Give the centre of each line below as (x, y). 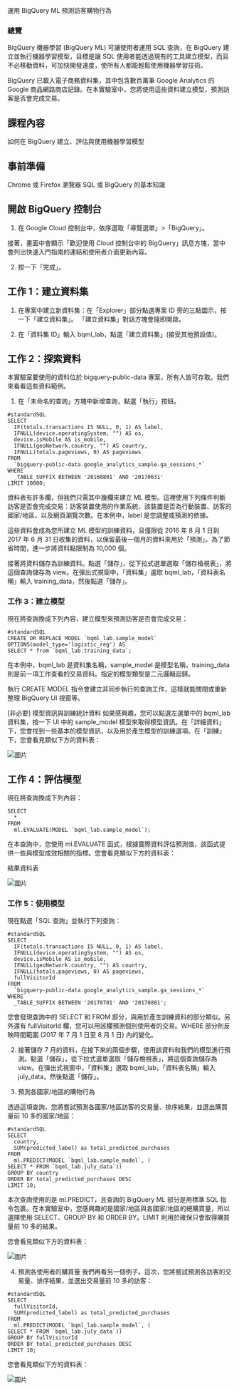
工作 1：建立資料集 (48, 292)
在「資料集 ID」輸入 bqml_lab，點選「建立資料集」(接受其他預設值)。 (119, 334)
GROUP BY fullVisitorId (43, 1338)
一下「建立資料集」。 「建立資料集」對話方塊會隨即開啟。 (101, 319)
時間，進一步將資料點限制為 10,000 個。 (72, 548)
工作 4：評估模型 (44, 779)
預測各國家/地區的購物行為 (56, 1091)
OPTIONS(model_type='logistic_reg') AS (67, 644)
